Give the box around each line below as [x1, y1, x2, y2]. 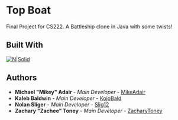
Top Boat [6, 4, 51, 17]
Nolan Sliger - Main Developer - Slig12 [14, 101, 109, 108]
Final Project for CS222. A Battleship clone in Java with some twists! [6, 23, 173, 30]
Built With [6, 40, 43, 50]
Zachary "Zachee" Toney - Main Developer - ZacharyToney [14, 107, 163, 114]
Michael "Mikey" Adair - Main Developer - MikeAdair [14, 88, 146, 95]
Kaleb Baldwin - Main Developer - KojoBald [14, 95, 122, 102]
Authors [6, 73, 37, 83]
